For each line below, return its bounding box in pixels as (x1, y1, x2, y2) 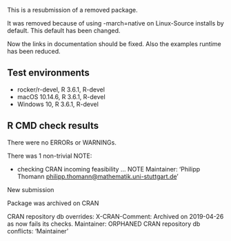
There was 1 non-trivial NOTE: (7, 151, 92, 160)
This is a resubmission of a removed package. (7, 6, 138, 14)
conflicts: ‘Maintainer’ (7, 227, 69, 235)
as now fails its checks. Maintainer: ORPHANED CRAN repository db (7, 220, 201, 228)
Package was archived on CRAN (7, 199, 99, 207)
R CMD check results (7, 120, 99, 132)
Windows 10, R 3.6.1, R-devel (17, 100, 99, 108)
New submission (7, 185, 54, 193)
